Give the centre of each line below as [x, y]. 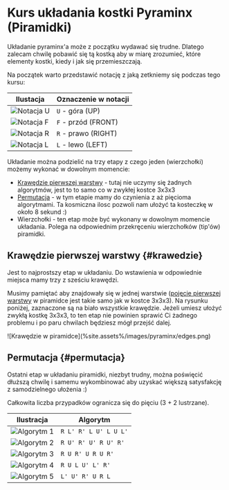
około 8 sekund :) [42, 212]
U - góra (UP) [78, 111]
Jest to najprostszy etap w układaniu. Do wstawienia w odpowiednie [105, 272]
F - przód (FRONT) [88, 122]
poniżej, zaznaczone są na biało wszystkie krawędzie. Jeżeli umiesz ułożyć [115, 308]
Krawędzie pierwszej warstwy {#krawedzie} [105, 256]
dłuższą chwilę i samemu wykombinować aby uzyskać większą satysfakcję [114, 381]
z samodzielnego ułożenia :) [47, 389]
